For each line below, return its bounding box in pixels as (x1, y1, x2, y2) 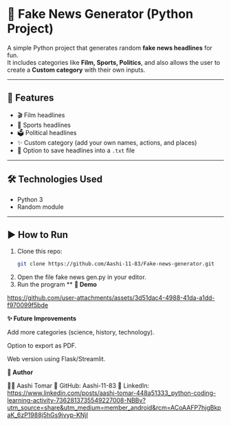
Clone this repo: (16, 247, 63, 256)
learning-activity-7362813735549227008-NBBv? (7, 396, 146, 405)
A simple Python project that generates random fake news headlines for (7, 43, 213, 52)
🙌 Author (7, 368, 33, 376)
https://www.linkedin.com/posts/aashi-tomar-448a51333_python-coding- (7, 389, 217, 397)
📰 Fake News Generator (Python (7, 6, 194, 22)
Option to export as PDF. (7, 341, 77, 350)
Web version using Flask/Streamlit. (7, 355, 106, 363)
